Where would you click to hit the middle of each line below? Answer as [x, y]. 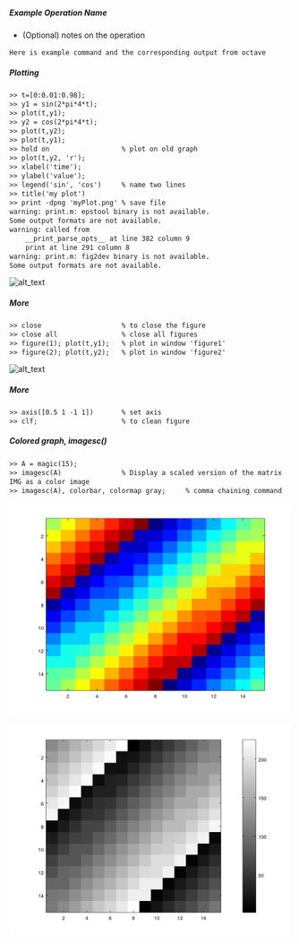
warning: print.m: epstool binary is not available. [110, 212]
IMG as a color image [50, 481]
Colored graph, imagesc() [58, 441]
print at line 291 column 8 [77, 247]
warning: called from [50, 230]
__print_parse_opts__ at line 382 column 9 [108, 238]
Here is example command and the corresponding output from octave [138, 52]
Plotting [24, 73]
